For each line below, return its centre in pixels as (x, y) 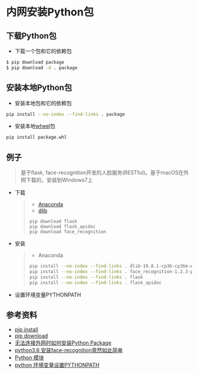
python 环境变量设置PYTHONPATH (57, 365)
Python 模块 (29, 357)
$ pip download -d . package (42, 68)
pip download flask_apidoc (62, 227)
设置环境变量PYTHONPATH (48, 295)
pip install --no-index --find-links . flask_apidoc (95, 282)
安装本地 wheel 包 (35, 126)
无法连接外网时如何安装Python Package (63, 343)
